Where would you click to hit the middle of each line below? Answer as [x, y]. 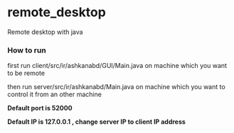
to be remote [26, 73]
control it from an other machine [54, 94]
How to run [27, 50]
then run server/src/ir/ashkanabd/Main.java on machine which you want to [116, 87]
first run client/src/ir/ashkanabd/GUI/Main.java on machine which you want [117, 66]
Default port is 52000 [40, 108]
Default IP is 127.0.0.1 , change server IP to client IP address [97, 122]
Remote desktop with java [45, 32]
